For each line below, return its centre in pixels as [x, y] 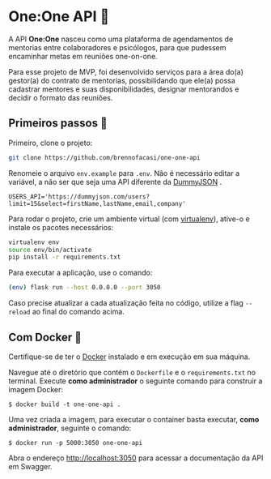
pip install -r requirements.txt [65, 257]
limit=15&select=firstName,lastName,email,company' [97, 203]
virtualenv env [34, 242]
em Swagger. [30, 466]
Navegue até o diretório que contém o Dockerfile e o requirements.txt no [132, 372]
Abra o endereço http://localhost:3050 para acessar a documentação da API [136, 458]
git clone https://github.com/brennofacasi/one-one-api [104, 157]
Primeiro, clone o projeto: [51, 143]
